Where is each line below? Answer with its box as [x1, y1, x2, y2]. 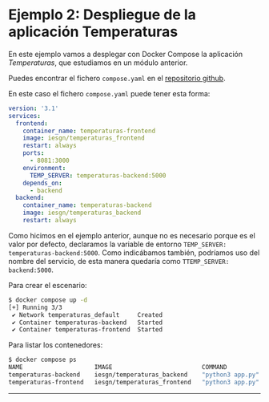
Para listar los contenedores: [8, 340, 103, 350]
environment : [22, 164, 66, 172]
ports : [22, 149, 45, 157]
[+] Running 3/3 [8, 303, 62, 311]
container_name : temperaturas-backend [22, 201, 152, 209]
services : [8, 112, 42, 120]
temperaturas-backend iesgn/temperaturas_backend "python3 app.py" [8, 371, 260, 379]
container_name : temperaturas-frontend [22, 127, 156, 135]
